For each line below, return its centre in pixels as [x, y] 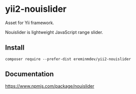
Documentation [30, 74]
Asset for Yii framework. [30, 23]
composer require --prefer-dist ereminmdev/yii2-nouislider [68, 59]
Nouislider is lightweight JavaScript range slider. [54, 32]
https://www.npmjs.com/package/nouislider [50, 86]
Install [15, 48]
